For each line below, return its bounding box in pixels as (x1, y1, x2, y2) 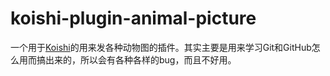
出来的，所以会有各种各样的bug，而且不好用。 (44, 53, 237, 66)
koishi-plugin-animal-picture (10, 7, 257, 30)
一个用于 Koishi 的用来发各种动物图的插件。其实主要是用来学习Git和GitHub (10, 41, 312, 53)
